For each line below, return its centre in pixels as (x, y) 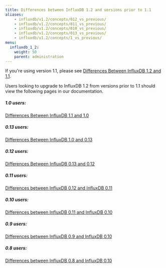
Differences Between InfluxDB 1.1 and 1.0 (47, 116)
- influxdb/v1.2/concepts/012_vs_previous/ (60, 19)
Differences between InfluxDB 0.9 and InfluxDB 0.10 (59, 236)
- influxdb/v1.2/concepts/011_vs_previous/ (60, 24)
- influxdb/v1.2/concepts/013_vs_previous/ (60, 33)
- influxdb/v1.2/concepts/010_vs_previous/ (60, 29)
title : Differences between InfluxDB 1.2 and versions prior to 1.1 (78, 10)
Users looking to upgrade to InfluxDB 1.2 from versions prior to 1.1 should (80, 86)
